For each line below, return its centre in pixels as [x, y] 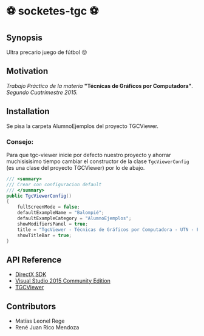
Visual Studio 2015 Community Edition [63, 281]
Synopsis [24, 37]
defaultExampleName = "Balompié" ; [61, 213]
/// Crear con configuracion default [54, 184]
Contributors [31, 306]
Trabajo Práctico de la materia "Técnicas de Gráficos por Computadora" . [100, 86]
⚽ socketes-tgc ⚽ [53, 11]
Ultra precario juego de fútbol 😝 [47, 52]
